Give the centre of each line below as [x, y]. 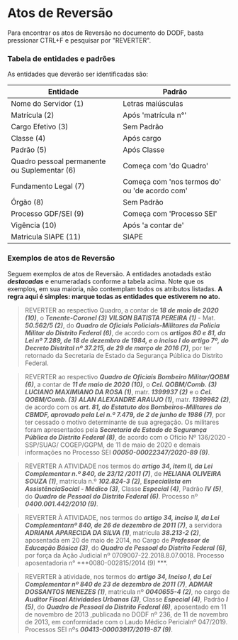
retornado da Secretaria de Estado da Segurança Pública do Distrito [124, 355]
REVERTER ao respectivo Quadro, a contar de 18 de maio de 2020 [121, 310]
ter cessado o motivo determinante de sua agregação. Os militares [122, 422]
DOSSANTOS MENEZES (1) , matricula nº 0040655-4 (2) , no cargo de [127, 592]
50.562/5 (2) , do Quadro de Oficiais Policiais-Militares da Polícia [122, 325]
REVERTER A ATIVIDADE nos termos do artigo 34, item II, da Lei [119, 466]
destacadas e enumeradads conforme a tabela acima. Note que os [106, 281]
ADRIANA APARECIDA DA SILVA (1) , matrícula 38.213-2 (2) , [113, 532]
